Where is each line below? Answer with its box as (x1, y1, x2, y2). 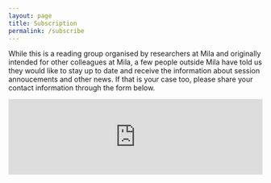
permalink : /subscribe (8, 27, 85, 35)
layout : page (8, 11, 52, 20)
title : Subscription (8, 19, 78, 27)
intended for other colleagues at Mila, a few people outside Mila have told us (8, 57, 263, 67)
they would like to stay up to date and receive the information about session (8, 66, 261, 76)
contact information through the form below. (8, 83, 156, 93)
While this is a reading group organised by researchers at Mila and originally (8, 49, 261, 59)
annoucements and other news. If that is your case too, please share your (8, 74, 253, 85)
